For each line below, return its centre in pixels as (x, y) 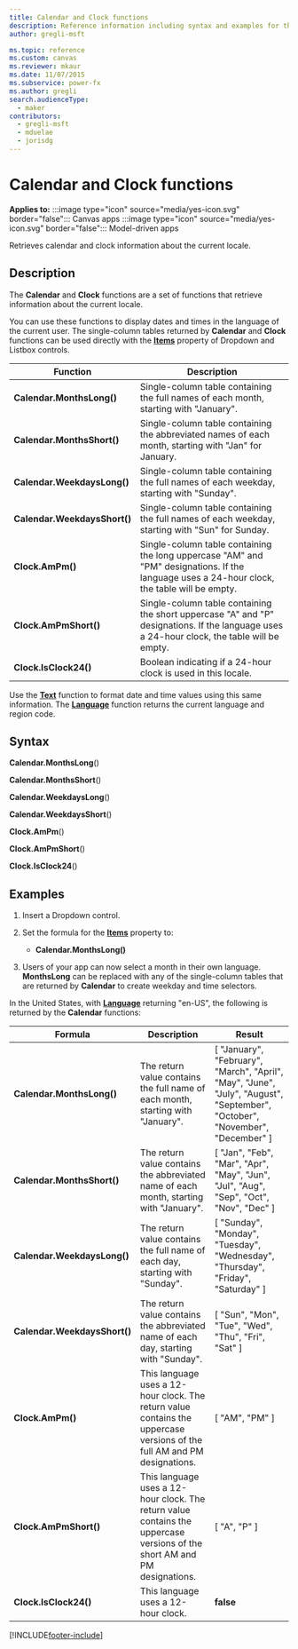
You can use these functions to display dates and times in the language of (144, 321)
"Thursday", (239, 1267)
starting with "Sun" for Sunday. (205, 529)
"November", (242, 1127)
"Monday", (237, 1233)
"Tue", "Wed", (243, 1326)
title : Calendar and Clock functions (79, 17)
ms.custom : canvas (43, 59)
